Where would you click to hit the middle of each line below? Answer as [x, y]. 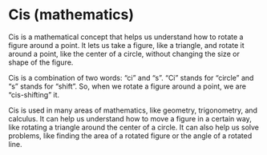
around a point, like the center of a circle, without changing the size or [124, 54]
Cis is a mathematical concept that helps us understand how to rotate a [126, 37]
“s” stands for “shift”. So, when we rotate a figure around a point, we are [127, 86]
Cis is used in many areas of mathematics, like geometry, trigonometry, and [133, 110]
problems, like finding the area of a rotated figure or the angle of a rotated [130, 135]
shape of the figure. [41, 62]
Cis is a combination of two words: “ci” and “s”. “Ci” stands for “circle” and [131, 77]
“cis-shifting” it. [34, 94]
